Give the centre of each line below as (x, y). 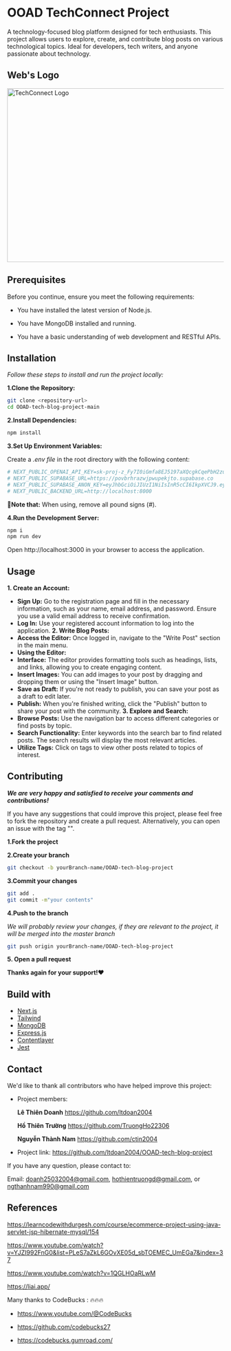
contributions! (28, 800)
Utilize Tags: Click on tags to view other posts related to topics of (110, 747)
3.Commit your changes (42, 881)
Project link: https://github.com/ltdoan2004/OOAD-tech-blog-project (115, 1152)
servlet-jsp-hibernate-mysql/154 (53, 1232)
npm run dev (24, 537)
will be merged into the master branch (61, 933)
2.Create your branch (38, 855)
